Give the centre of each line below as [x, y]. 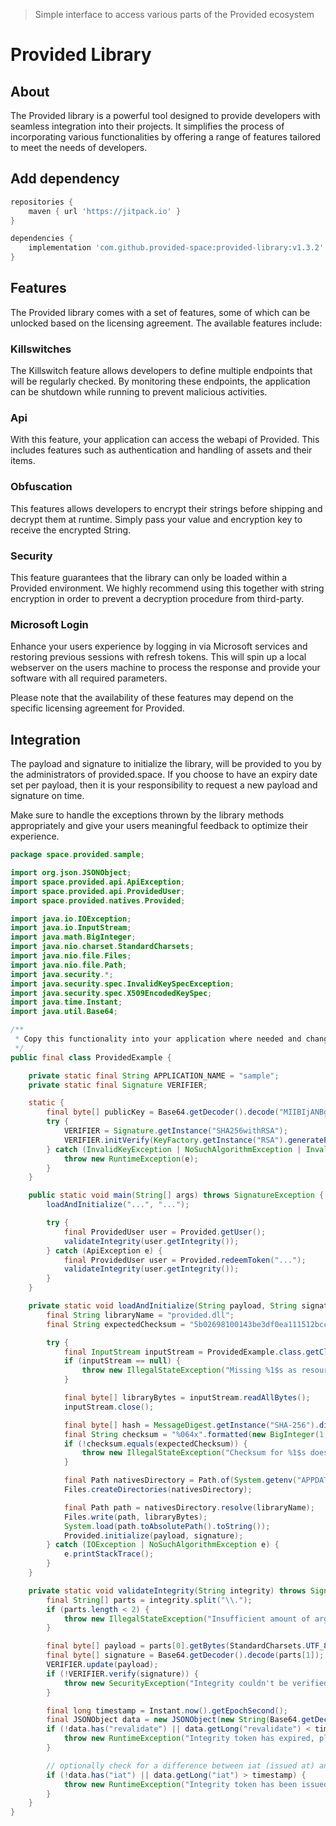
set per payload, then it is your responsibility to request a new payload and [164, 785]
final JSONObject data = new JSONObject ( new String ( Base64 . [174, 1720]
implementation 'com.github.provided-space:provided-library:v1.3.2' [176, 248]
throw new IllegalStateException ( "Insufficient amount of [187, 1619]
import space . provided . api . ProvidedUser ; [98, 891]
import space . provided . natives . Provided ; [98, 900]
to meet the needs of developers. [79, 147]
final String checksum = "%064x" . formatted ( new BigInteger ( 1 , [196, 1434]
